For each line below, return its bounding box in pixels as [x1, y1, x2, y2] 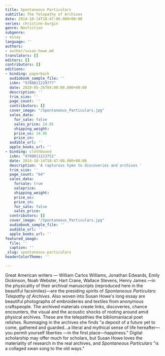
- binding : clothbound [5, 149, 52, 154]
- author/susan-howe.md [5, 48, 54, 53]
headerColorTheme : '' [5, 255, 50, 259]
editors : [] [5, 58, 30, 63]
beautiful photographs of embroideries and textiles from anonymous [5, 298, 144, 304]
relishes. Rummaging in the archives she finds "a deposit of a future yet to [5, 319, 156, 325]
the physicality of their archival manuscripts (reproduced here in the [5, 283, 143, 289]
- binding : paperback [5, 71, 50, 76]
